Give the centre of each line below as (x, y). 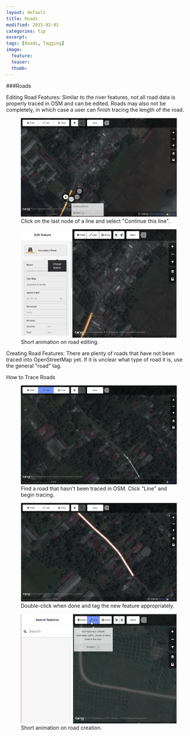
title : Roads (22, 19)
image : (14, 50)
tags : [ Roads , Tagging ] (35, 44)
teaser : (21, 62)
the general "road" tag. (34, 366)
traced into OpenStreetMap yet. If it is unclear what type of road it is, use (94, 360)
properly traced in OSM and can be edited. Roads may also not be (86, 103)
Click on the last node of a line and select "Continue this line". (96, 221)
